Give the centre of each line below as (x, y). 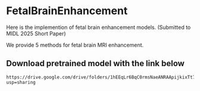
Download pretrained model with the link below (95, 64)
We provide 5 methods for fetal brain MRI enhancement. (75, 45)
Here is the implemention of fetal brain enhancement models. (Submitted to (99, 27)
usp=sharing (21, 82)
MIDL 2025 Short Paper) (36, 33)
